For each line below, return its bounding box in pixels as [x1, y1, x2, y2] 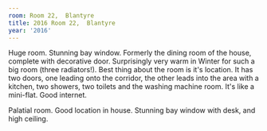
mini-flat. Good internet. [8, 91, 88, 100]
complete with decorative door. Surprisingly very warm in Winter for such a [8, 56, 255, 66]
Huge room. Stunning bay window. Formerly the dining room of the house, [8, 48, 252, 58]
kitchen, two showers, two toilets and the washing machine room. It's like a [8, 82, 255, 91]
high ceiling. [8, 114, 49, 124]
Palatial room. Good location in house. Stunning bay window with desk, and [8, 106, 256, 115]
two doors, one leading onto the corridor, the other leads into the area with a [8, 73, 259, 83]
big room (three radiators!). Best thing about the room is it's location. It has [8, 65, 253, 75]
